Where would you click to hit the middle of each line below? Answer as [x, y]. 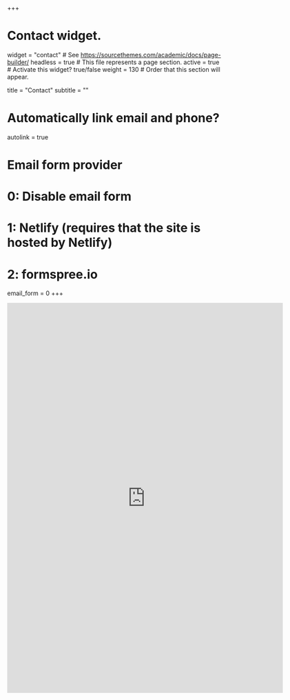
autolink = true [28, 137]
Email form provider [65, 165]
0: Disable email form [70, 197]
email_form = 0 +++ [35, 293]
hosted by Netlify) [60, 243]
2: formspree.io [53, 274]
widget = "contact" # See [43, 54]
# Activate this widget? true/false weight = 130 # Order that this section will [114, 69]
